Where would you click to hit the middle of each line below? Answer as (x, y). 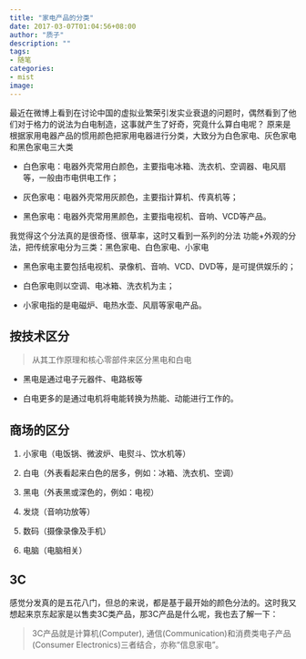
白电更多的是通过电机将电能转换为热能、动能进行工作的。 (130, 399)
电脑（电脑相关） (55, 551)
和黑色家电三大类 (41, 147)
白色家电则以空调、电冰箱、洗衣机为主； (98, 285)
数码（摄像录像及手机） (66, 531)
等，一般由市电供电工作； (71, 177)
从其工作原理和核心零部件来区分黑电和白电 (112, 360)
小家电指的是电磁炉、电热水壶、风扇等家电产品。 (114, 305)
